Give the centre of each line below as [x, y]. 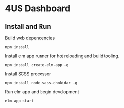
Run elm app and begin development [42, 92]
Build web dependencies [30, 38]
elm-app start [20, 101]
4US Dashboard [38, 9]
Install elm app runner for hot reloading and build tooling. [62, 56]
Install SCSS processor [28, 74]
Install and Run [28, 27]
